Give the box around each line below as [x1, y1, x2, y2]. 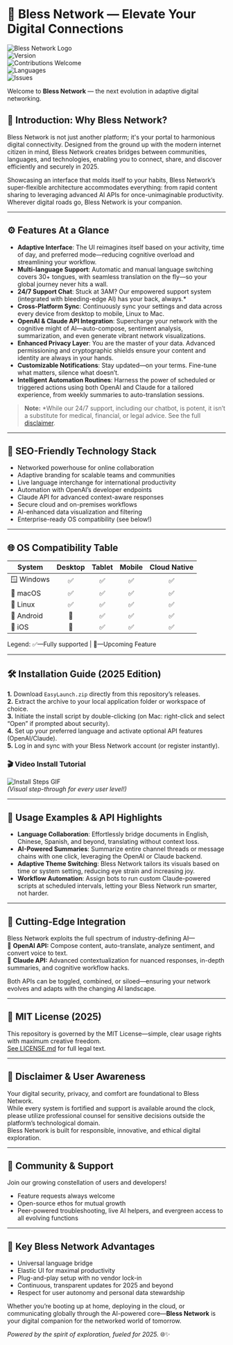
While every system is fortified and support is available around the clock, [7, 1103, 216, 1113]
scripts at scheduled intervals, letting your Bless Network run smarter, [17, 881, 217, 890]
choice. [7, 704, 29, 713]
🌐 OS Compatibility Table [7, 541, 119, 554]
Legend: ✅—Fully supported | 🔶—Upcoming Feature [7, 640, 157, 648]
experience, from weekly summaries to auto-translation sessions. [17, 390, 205, 398]
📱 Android [10, 611, 44, 620]
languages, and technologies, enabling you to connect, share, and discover [7, 155, 222, 163]
